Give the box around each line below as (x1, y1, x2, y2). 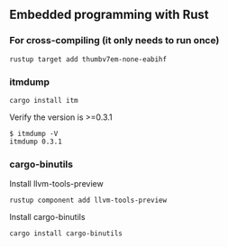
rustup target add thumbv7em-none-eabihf (9, 54, 168, 64)
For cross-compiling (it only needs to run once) (9, 34, 220, 47)
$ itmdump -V (9, 129, 59, 138)
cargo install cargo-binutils (9, 229, 123, 238)
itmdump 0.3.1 (9, 137, 63, 146)
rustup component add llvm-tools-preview (9, 196, 168, 206)
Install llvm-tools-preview (9, 178, 104, 189)
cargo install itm (9, 96, 78, 105)
